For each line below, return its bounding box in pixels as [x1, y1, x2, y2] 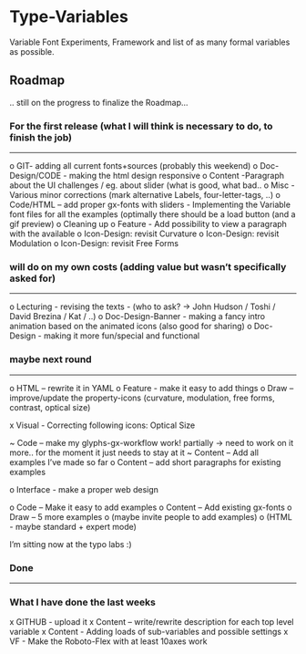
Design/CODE [9, 171, 62, 182]
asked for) [9, 272, 56, 285]
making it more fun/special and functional [44, 330, 200, 341]
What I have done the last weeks [9, 596, 157, 608]
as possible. [9, 46, 55, 57]
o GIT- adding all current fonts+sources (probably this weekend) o [9, 161, 259, 171]
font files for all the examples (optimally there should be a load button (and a [9, 209, 296, 220]
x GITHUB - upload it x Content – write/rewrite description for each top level [9, 617, 294, 628]
